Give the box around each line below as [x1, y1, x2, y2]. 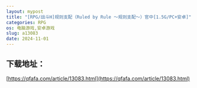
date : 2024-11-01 [6, 36, 49, 42]
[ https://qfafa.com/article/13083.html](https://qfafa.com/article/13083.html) [6, 75, 190, 82]
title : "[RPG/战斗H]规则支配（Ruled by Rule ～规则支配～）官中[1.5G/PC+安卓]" [6, 14, 192, 20]
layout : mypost [6, 8, 44, 15]
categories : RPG [6, 19, 46, 25]
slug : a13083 [6, 31, 38, 36]
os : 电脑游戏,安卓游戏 [6, 25, 55, 31]
